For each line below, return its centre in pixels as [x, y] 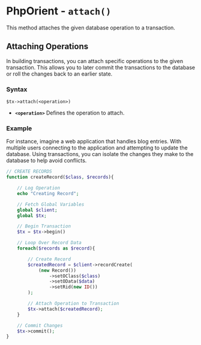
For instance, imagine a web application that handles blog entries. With [94, 142]
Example [19, 128]
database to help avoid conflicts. [46, 161]
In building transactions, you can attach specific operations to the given [95, 61]
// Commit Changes [40, 325]
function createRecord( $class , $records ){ [60, 177]
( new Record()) [57, 270]
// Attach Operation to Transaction [73, 304]
